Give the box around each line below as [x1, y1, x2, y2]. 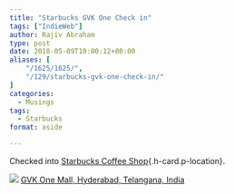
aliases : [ [9, 55, 51, 64]
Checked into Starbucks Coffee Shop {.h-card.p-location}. [9, 156, 226, 166]
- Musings [17, 97, 54, 107]
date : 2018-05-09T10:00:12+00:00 [9, 47, 136, 56]
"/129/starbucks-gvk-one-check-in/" [25, 73, 165, 82]
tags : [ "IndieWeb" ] [9, 22, 83, 31]
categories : [9, 89, 54, 98]
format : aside [9, 123, 63, 132]
